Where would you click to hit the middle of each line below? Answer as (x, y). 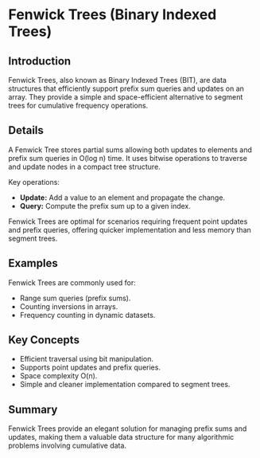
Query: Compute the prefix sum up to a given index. (105, 206)
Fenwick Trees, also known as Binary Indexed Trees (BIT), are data (117, 80)
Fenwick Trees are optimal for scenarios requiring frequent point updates (128, 221)
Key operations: (34, 182)
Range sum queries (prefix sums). (75, 298)
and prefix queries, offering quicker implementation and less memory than (130, 229)
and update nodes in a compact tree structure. (84, 166)
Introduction (40, 61)
